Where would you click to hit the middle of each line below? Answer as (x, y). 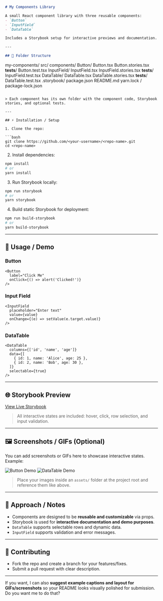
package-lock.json (24, 86)
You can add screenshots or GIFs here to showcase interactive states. (75, 456)
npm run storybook (24, 191)
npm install (17, 164)
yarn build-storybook (27, 227)
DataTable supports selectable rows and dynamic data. (67, 527)
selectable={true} (28, 371)
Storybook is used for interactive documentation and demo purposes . (83, 522)
